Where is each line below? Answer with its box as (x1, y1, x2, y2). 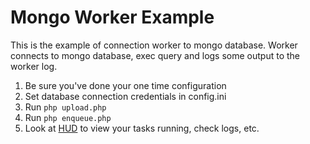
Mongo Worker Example (10, 6, 215, 29)
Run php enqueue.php (24, 111, 112, 123)
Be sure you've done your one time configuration (24, 79, 227, 91)
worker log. (10, 60, 58, 72)
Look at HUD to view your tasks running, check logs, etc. (24, 122, 260, 134)
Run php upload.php (24, 101, 107, 113)
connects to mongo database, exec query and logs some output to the (10, 49, 301, 61)
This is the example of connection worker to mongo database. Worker (10, 39, 298, 51)
